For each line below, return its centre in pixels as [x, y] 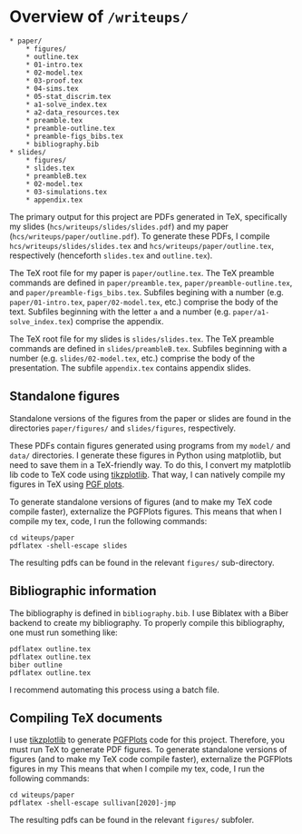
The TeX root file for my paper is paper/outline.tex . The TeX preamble [142, 273]
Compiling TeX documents [86, 718]
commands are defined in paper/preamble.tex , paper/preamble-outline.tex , [151, 283]
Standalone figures [65, 397]
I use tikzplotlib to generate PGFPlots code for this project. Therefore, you [147, 740]
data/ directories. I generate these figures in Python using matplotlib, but [146, 455]
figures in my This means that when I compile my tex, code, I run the [137, 769]
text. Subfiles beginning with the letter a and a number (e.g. [120, 312]
